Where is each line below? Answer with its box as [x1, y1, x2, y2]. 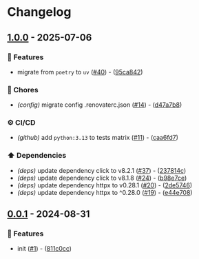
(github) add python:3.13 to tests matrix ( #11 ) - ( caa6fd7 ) [17, 134, 179, 142]
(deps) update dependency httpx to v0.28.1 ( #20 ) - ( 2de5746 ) [17, 180, 193, 189]
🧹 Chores [7, 85, 39, 94]
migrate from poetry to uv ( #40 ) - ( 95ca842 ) [17, 68, 143, 76]
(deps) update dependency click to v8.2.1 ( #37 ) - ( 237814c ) [17, 166, 187, 174]
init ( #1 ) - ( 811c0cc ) [17, 245, 72, 253]
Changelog [7, 4, 72, 20]
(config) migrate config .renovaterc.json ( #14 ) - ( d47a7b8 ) [17, 101, 182, 109]
